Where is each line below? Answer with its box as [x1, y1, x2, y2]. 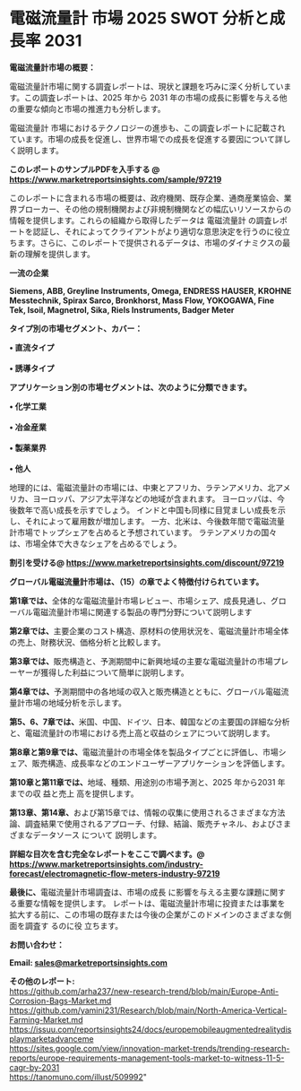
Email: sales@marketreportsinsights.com [9, 957, 168, 968]
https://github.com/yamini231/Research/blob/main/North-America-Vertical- [9, 1005, 288, 1016]
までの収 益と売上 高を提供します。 [9, 788, 139, 799]
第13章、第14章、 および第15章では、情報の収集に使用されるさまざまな [9, 807, 271, 818]
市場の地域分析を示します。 [24, 697, 127, 708]
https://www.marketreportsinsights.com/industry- [9, 858, 204, 870]
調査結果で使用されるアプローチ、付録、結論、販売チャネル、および [24, 818, 276, 829]
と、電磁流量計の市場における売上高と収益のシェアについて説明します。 [9, 727, 275, 738]
